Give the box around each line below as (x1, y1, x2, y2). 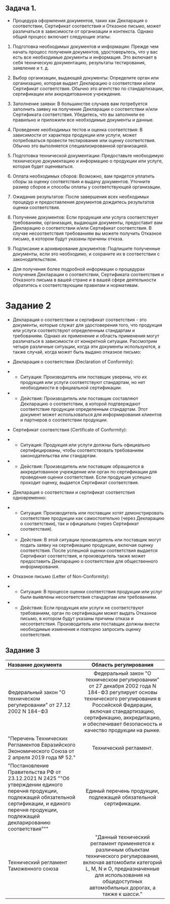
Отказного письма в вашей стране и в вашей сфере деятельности (12, 277, 156, 283)
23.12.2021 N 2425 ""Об (8, 774, 70, 782)
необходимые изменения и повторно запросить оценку (20, 626, 141, 632)
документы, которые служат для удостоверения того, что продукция (12, 322, 162, 328)
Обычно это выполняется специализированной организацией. (12, 143, 148, 149)
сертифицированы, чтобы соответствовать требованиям (20, 447, 144, 453)
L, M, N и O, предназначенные (85, 865, 160, 872)
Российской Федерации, (92, 701, 153, 708)
